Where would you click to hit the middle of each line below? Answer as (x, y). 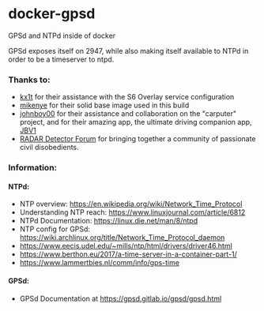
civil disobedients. (49, 148)
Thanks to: (29, 80)
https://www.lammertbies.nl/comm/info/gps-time (100, 263)
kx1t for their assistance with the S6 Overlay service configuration (127, 97)
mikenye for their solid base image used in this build (104, 105)
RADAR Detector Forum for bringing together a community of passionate (138, 139)
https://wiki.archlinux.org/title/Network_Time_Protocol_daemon (122, 238)
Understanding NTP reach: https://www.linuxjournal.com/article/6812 (132, 212)
